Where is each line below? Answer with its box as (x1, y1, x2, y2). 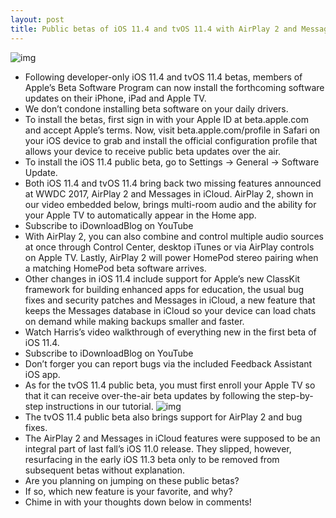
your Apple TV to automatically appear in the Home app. (24, 209, 257, 221)
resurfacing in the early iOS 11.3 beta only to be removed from (24, 453, 280, 465)
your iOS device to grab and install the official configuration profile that (24, 134, 318, 146)
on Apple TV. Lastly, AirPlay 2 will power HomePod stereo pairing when (24, 251, 319, 263)
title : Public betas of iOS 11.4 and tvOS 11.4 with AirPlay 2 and (10, 24, 298, 34)
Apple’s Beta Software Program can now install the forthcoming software (24, 81, 325, 93)
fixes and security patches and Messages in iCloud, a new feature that (24, 294, 316, 306)
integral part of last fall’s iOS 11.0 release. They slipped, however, (24, 442, 292, 455)
